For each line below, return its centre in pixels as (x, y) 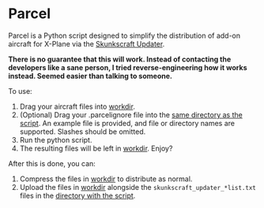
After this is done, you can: (52, 163)
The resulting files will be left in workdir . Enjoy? (96, 148)
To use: (21, 91)
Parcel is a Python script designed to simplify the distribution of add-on (124, 35)
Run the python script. (56, 139)
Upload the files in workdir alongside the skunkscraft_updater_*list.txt (138, 187)
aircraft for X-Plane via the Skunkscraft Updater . (87, 43)
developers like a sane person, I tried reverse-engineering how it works (128, 67)
